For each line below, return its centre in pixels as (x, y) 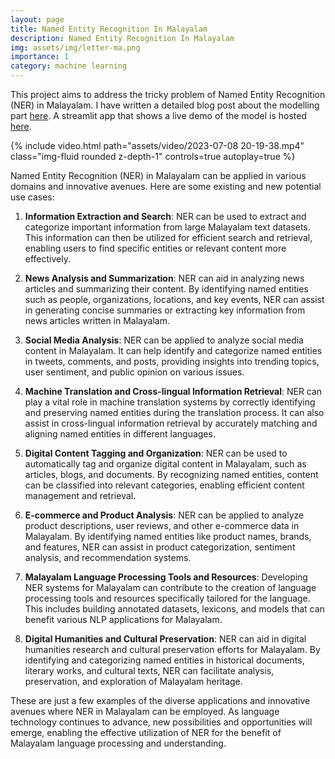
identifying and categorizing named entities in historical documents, (164, 660)
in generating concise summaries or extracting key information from (165, 310)
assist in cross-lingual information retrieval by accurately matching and (171, 423)
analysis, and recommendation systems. (108, 557)
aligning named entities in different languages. (120, 434)
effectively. (47, 259)
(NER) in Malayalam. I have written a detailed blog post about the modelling (165, 105)
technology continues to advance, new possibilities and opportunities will (161, 722)
